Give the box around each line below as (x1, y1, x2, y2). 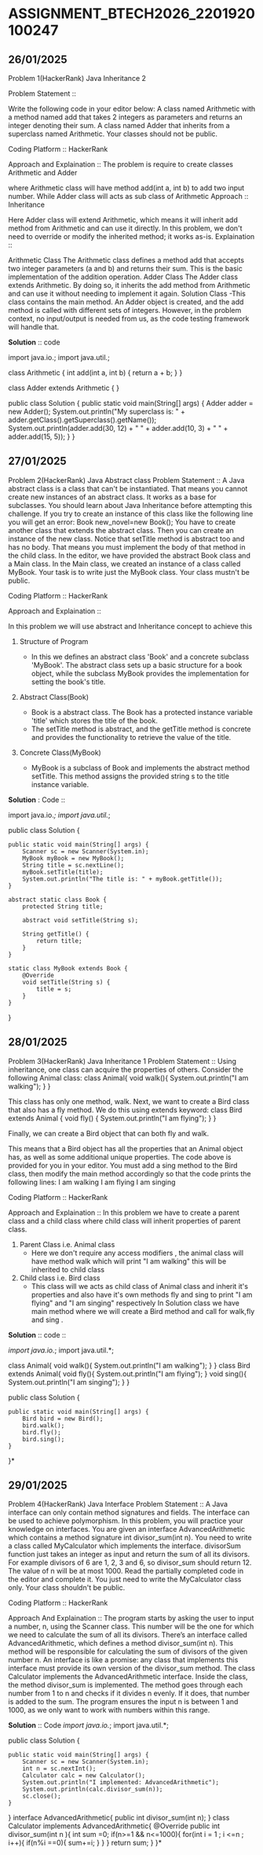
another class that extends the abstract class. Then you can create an (8, 525, 234, 535)
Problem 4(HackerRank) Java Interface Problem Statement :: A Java (8, 1500, 228, 1509)
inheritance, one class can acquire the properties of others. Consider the (8, 1065, 243, 1074)
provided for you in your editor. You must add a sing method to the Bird (8, 1161, 238, 1170)
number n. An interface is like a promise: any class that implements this (8, 1655, 239, 1665)
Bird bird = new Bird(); (22, 1415, 104, 1423)
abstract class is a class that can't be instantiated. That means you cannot (8, 484, 248, 493)
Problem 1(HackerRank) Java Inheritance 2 (8, 74, 147, 83)
